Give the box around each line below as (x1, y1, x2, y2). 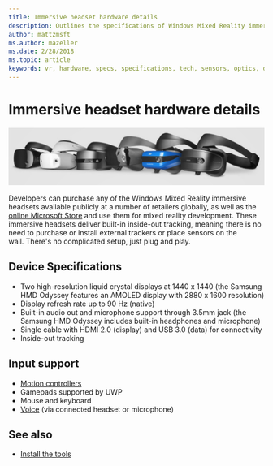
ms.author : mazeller (8, 39, 79, 47)
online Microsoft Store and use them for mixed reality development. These (8, 211, 258, 221)
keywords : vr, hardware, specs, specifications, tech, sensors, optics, (8, 65, 260, 73)
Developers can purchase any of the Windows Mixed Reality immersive (8, 193, 247, 203)
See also (8, 428, 53, 442)
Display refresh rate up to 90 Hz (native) (19, 299, 155, 309)
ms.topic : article (8, 56, 71, 64)
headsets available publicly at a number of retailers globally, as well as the (8, 202, 258, 212)
